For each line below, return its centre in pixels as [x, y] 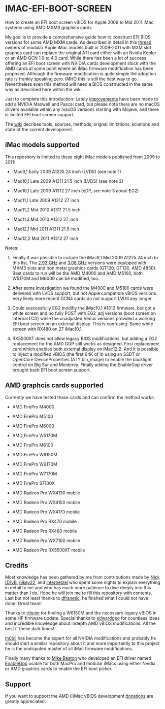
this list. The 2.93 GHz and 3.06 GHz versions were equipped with [79, 263]
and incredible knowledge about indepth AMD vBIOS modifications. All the [81, 623]
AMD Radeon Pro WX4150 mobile [46, 502]
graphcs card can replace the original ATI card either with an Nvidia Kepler [81, 53]
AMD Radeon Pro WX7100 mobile [46, 540]
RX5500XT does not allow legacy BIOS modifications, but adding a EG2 [84, 338]
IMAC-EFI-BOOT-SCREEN [58, 9]
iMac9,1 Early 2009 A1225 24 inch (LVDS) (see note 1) [67, 171]
